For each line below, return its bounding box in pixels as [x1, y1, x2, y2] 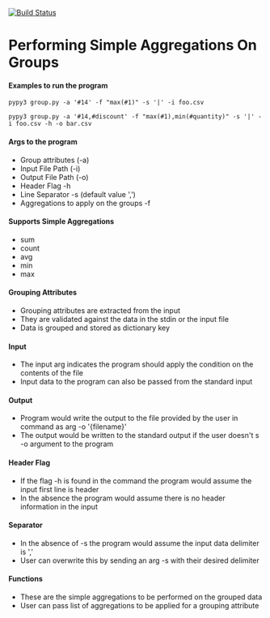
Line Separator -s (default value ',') [19, 189, 136, 199]
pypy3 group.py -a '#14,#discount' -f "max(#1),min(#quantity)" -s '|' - [8, 113, 263, 121]
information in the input [19, 501, 99, 511]
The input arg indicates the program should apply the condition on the [19, 359, 254, 369]
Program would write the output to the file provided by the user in [19, 414, 238, 423]
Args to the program [8, 136, 78, 146]
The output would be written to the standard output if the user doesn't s [19, 431, 259, 440]
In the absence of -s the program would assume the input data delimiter [19, 538, 260, 547]
